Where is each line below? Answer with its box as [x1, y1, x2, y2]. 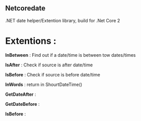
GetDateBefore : [5, 101, 40, 107]
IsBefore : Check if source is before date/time [5, 71, 101, 77]
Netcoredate [5, 4, 46, 13]
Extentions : [5, 35, 56, 47]
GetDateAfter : [5, 91, 36, 97]
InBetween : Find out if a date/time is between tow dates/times [5, 52, 136, 58]
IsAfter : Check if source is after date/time [5, 62, 93, 68]
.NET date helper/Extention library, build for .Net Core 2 [5, 17, 120, 23]
